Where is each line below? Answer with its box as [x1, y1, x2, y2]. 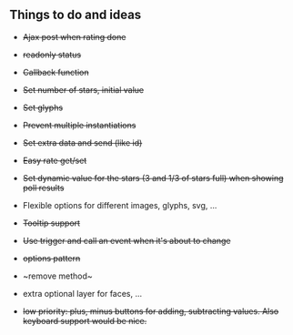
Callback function [22, 66, 89, 77]
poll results [22, 182, 65, 193]
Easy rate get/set [22, 155, 87, 166]
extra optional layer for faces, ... [22, 288, 143, 299]
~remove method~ [22, 270, 93, 281]
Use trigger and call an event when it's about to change [22, 235, 231, 246]
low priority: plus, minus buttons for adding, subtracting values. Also [22, 305, 279, 317]
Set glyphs [22, 102, 64, 113]
